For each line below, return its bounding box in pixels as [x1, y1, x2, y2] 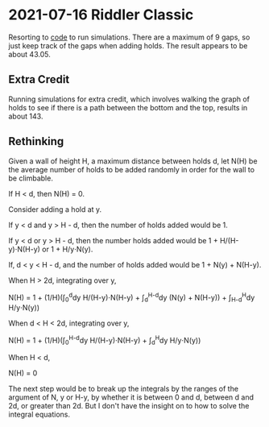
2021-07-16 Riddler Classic [8, 6, 194, 24]
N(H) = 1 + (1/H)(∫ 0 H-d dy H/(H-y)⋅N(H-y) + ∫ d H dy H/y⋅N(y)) [8, 334, 201, 347]
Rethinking [8, 135, 64, 148]
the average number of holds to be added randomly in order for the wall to [8, 164, 255, 174]
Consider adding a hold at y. [8, 204, 102, 214]
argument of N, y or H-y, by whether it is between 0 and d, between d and [8, 392, 255, 402]
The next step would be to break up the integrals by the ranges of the [8, 384, 239, 394]
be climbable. [8, 173, 54, 183]
